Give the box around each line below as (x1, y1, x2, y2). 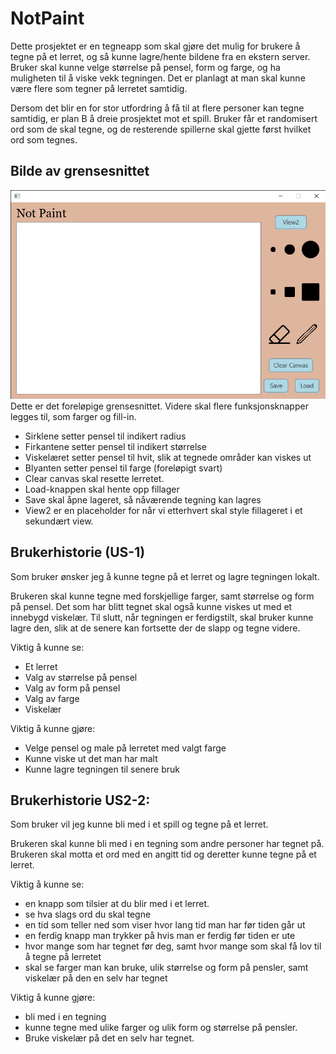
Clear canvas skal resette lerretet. (24, 472, 165, 484)
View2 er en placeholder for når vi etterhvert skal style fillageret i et (24, 504, 303, 516)
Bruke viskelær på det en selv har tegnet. (24, 1032, 195, 1044)
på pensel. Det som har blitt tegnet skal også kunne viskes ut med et (10, 600, 293, 612)
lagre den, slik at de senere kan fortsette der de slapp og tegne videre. (10, 622, 301, 634)
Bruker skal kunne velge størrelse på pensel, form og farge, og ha (10, 61, 281, 73)
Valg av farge (24, 692, 80, 704)
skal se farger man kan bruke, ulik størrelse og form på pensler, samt (24, 962, 309, 974)
